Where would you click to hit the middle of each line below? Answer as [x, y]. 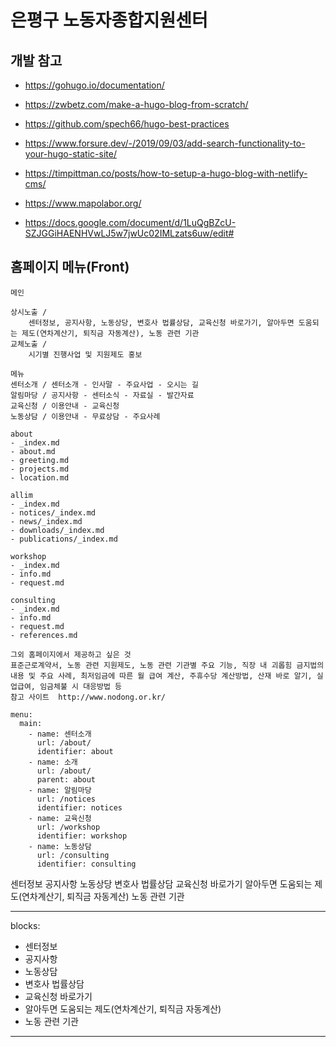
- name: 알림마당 [60, 790]
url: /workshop [68, 827]
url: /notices [66, 799]
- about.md [33, 451]
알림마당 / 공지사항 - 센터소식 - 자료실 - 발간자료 [102, 395]
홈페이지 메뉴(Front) [70, 267]
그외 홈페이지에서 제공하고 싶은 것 [71, 654]
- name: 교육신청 [60, 818]
